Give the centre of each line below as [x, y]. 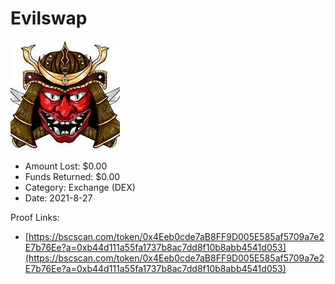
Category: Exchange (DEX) [80, 187]
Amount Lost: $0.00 [66, 166]
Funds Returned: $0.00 [72, 176]
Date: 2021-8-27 [58, 198]
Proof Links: [35, 217]
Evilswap [49, 18]
